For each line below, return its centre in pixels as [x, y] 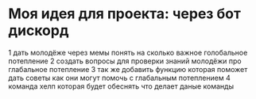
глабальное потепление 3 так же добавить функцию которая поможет [128, 69]
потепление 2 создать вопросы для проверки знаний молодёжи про [125, 61]
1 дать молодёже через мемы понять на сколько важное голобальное [128, 52]
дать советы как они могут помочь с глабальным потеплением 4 [119, 78]
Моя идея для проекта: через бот [124, 14]
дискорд [39, 30]
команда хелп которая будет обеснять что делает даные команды [121, 86]
